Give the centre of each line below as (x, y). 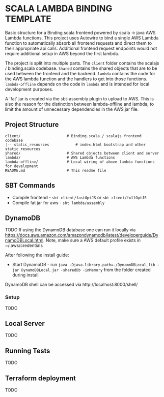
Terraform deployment (41, 378)
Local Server (25, 323)
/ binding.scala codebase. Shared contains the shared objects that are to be (81, 68)
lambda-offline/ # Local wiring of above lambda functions (80, 162)
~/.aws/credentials (24, 245)
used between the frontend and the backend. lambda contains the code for (80, 73)
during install (25, 275)
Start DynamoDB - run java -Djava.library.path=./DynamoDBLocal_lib (84, 265)
